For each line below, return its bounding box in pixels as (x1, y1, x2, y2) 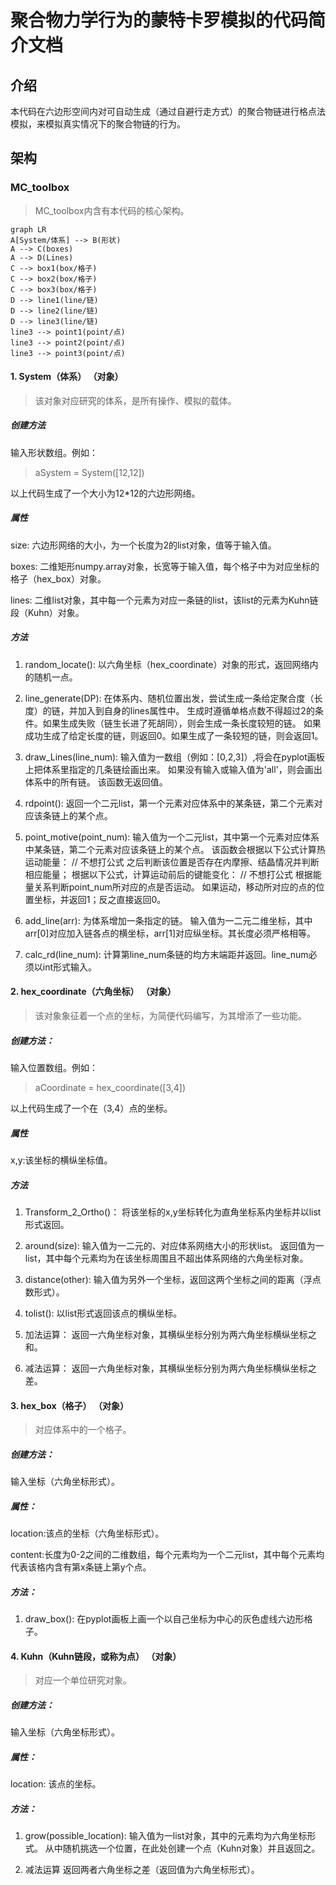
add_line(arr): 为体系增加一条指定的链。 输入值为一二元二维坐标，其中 (24, 914, 313, 926)
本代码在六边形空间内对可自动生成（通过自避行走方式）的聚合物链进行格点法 (10, 106, 326, 117)
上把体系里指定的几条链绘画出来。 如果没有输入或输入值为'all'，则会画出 (24, 763, 323, 775)
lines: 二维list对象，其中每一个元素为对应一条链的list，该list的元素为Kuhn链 (10, 594, 319, 606)
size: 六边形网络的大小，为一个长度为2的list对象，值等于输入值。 (10, 539, 277, 551)
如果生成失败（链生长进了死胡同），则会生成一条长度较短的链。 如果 (42, 717, 322, 729)
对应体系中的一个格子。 (34, 1424, 132, 1436)
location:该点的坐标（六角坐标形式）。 (10, 1527, 165, 1540)
